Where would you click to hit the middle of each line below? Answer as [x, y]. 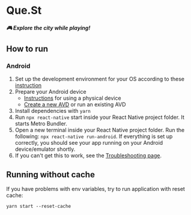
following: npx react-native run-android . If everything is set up [94, 136]
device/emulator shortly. [45, 149]
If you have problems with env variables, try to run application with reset [95, 189]
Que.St [24, 11]
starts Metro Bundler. [41, 124]
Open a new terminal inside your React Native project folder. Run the [100, 130]
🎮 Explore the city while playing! [48, 28]
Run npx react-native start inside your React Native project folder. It [100, 117]
